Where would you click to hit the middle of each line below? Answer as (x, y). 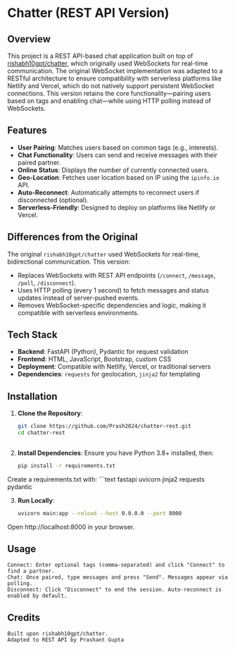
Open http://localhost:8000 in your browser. (71, 527)
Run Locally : (36, 500)
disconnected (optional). (53, 200)
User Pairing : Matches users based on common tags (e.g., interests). (118, 147)
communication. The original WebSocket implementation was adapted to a (115, 71)
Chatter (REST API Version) (88, 13)
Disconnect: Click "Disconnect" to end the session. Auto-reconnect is (114, 590)
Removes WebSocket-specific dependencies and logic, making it (112, 305)
